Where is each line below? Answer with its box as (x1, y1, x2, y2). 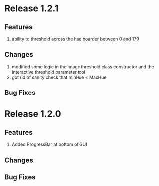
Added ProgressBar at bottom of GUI (11, 141, 87, 147)
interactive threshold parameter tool (11, 69, 85, 75)
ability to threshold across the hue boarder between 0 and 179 (11, 36, 140, 42)
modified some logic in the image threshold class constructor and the (11, 63, 155, 70)
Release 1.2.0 (4, 108, 61, 120)
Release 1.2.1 (4, 3, 59, 14)
